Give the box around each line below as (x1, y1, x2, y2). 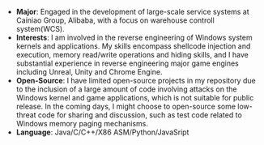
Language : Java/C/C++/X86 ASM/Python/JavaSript (15, 127, 189, 137)
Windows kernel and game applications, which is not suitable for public (15, 93, 254, 102)
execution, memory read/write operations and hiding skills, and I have (15, 50, 249, 59)
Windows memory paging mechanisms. (15, 119, 148, 128)
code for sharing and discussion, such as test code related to (37, 110, 243, 120)
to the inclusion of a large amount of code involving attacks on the (15, 84, 237, 94)
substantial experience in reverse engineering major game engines (15, 58, 239, 68)
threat (15, 110, 36, 120)
